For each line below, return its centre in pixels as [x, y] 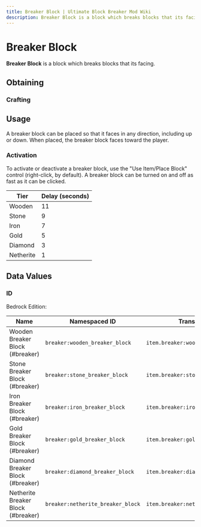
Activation [22, 155]
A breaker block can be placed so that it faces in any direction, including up [99, 133]
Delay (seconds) [65, 196]
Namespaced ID [93, 321]
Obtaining [25, 83]
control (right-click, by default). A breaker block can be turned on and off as [100, 175]
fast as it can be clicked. [36, 181]
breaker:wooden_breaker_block [88, 342]
